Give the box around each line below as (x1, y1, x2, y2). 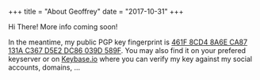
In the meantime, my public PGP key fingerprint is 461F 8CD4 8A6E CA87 (8, 37, 248, 47)
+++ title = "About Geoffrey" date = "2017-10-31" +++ (8, 7, 184, 16)
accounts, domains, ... (8, 63, 81, 72)
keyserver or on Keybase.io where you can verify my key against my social (8, 55, 252, 63)
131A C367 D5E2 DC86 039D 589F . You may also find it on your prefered (8, 46, 247, 55)
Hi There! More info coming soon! (8, 22, 118, 31)
